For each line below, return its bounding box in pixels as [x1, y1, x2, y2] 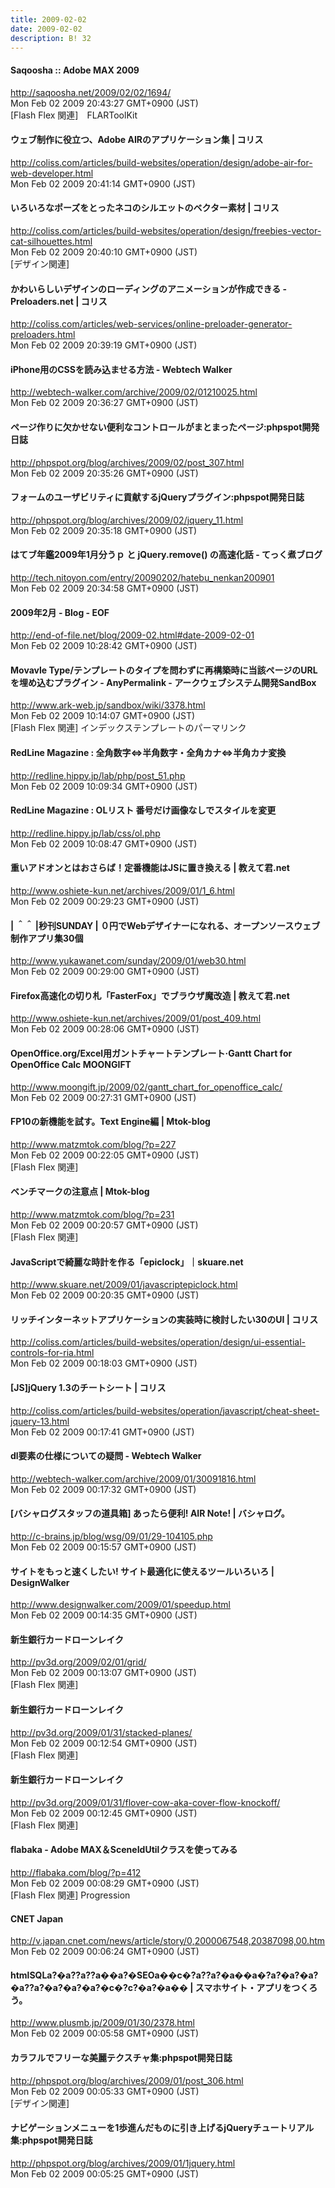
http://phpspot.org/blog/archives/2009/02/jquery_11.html [10, 514, 244, 526]
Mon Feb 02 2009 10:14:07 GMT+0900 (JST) [10, 710, 196, 722]
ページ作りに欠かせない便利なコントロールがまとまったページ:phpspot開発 [10, 421, 320, 433]
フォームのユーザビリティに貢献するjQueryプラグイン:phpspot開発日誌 [10, 491, 305, 503]
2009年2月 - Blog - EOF [10, 606, 110, 618]
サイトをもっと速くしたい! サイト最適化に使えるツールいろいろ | [10, 1565, 275, 1577]
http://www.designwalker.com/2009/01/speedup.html [10, 1599, 232, 1611]
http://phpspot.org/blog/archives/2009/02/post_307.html [10, 456, 245, 468]
